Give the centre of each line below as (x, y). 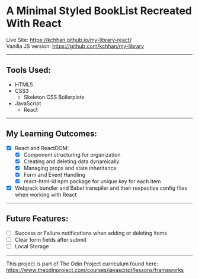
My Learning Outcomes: (52, 134)
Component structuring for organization (72, 154)
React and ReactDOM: (42, 148)
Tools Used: (29, 70)
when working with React (46, 194)
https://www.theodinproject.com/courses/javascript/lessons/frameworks (95, 270)
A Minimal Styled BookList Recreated (99, 11)
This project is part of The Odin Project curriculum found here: (82, 264)
